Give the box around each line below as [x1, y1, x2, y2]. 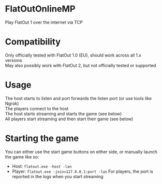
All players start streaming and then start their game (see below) [5, 116, 133, 122]
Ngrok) [5, 100, 19, 106]
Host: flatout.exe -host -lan [12, 163, 72, 169]
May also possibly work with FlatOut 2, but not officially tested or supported [5, 62, 156, 68]
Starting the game [5, 133, 79, 143]
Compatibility [5, 36, 61, 47]
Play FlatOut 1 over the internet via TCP [5, 19, 83, 25]
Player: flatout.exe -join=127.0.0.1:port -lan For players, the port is [12, 168, 153, 174]
